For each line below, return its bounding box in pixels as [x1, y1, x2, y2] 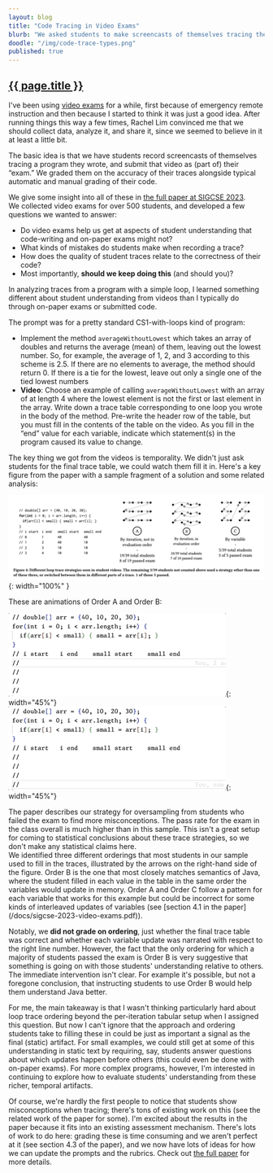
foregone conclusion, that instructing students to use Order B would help [8, 978, 253, 988]
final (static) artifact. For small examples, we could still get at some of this [8, 1038, 255, 1048]
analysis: [8, 479, 38, 488]
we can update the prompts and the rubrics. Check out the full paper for [8, 1149, 250, 1158]
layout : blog [8, 13, 53, 21]
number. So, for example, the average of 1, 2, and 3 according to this [19, 350, 250, 360]
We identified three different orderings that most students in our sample [8, 851, 249, 860]
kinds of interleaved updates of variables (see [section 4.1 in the [8, 902, 223, 912]
